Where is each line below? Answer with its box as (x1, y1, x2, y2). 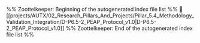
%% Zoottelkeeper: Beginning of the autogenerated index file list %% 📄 (6, 6, 183, 13)
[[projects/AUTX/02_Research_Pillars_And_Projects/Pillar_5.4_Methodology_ (6, 12, 195, 19)
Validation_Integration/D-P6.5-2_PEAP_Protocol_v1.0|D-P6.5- (6, 19, 157, 25)
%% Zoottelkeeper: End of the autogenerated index (65, 24, 193, 32)
